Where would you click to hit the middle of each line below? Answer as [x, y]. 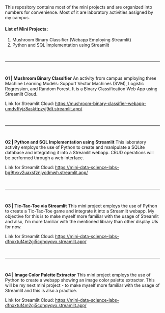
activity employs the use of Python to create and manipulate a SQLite [75, 147]
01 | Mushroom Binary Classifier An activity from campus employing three [81, 78]
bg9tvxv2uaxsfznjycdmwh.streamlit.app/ [47, 173]
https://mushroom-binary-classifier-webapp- [100, 104]
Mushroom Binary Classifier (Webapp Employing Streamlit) [72, 40]
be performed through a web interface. [45, 158]
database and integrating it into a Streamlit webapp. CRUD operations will [79, 153]
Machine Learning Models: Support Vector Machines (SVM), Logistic [75, 84]
